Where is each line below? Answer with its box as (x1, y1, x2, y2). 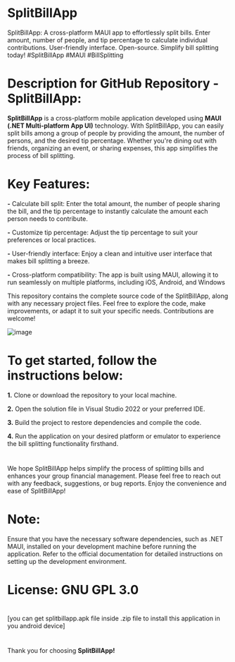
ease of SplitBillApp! (7, 486, 66, 495)
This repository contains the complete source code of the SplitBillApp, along (7, 291, 229, 300)
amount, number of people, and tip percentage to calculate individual (7, 35, 208, 44)
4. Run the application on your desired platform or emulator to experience (7, 432, 221, 440)
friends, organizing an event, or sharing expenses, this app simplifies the (7, 143, 218, 152)
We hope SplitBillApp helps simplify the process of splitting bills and (7, 464, 204, 472)
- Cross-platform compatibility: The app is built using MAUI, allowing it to (7, 270, 219, 279)
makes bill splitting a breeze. (7, 256, 90, 265)
